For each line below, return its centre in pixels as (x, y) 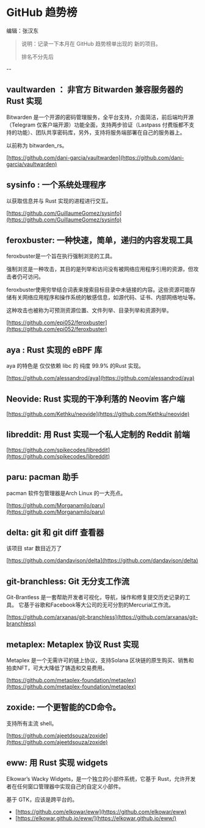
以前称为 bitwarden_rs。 (37, 145)
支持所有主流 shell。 (32, 723)
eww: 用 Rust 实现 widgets (57, 763)
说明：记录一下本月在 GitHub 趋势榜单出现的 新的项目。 (91, 43)
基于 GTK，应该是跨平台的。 (42, 799)
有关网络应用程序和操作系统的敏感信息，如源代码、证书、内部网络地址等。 (105, 297)
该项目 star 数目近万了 (34, 548)
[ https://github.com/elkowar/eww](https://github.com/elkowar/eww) (101, 811)
